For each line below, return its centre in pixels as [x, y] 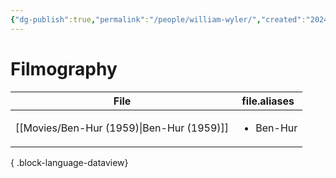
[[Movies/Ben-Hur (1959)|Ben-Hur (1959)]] [122, 128]
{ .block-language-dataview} [69, 162]
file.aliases [268, 101]
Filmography [64, 68]
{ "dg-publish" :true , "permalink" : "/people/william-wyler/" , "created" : [158, 19]
